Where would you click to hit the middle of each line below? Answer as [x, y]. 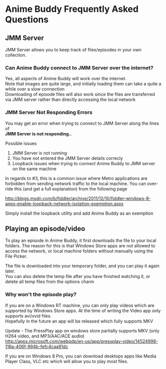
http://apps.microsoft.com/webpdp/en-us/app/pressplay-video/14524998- [82, 341]
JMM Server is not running [39, 153]
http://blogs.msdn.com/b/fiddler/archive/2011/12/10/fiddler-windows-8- [78, 198]
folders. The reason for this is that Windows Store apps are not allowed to [80, 246]
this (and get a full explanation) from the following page [71, 188]
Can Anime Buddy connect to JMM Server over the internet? [79, 68]
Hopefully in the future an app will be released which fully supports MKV [79, 321]
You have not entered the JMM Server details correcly [67, 158]
